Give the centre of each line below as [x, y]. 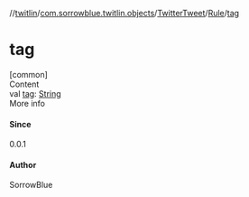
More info [28, 103]
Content [24, 84]
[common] [28, 74]
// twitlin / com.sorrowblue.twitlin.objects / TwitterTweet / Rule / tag [124, 13]
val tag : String [35, 93]
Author [23, 164]
